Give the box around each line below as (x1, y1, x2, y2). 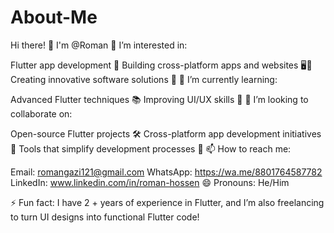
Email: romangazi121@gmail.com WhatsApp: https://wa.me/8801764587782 (10, 166, 323, 178)
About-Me (10, 6, 98, 29)
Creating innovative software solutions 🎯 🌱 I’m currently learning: (10, 73, 278, 85)
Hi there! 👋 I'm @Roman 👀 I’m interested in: (10, 39, 188, 51)
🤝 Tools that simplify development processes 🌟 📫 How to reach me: (10, 142, 292, 155)
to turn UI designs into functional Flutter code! (10, 211, 200, 223)
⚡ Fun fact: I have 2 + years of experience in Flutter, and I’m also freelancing (10, 196, 325, 208)
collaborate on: (10, 107, 73, 120)
